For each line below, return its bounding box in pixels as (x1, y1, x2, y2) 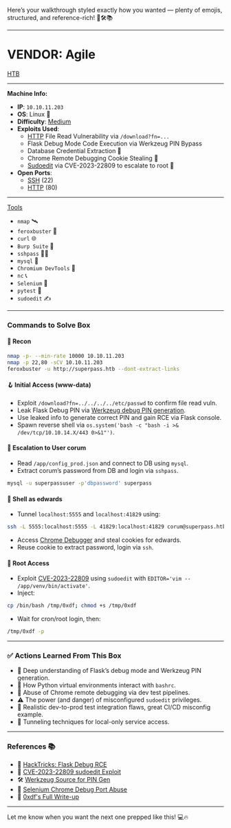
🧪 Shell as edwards (7, 494, 63, 503)
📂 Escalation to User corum (7, 444, 87, 452)
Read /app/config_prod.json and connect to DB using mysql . (16, 459, 189, 467)
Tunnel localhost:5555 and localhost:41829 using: (16, 510, 161, 518)
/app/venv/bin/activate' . (16, 582, 91, 590)
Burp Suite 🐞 (16, 241, 54, 250)
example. (16, 710, 43, 719)
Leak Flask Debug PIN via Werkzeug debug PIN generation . (16, 406, 186, 414)
